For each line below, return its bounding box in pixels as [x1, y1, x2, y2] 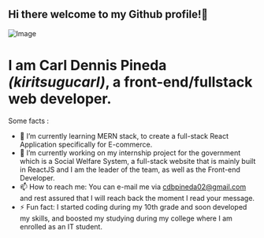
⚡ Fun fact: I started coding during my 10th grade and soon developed [19, 202, 247, 211]
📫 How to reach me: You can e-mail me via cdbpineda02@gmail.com [19, 182, 247, 192]
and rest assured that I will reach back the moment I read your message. [19, 193, 255, 203]
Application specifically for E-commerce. [19, 139, 153, 149]
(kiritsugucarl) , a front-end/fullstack [8, 73, 253, 91]
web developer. [8, 90, 112, 107]
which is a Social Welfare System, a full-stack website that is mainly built [19, 156, 256, 165]
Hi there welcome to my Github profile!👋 [8, 8, 209, 21]
